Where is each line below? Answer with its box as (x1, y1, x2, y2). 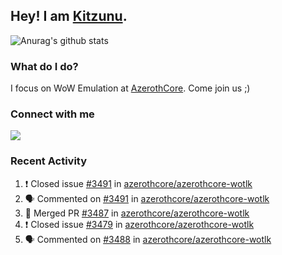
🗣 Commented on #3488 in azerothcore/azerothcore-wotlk (24, 233, 272, 245)
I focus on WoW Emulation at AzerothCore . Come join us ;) (10, 82, 251, 94)
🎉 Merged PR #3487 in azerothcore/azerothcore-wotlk (24, 207, 250, 219)
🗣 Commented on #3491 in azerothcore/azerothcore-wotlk (24, 192, 270, 204)
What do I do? (10, 59, 79, 73)
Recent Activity (10, 154, 88, 168)
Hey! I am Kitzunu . (10, 8, 128, 25)
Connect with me (10, 107, 95, 121)
